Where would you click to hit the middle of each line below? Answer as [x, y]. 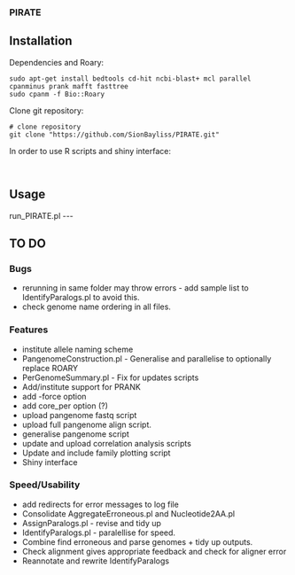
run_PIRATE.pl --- [41, 215]
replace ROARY [50, 368]
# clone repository [45, 127]
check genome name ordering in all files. [96, 307]
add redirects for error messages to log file [100, 504]
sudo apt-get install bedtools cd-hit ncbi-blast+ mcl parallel [130, 78]
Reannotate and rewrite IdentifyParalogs [96, 561]
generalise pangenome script [76, 434]
